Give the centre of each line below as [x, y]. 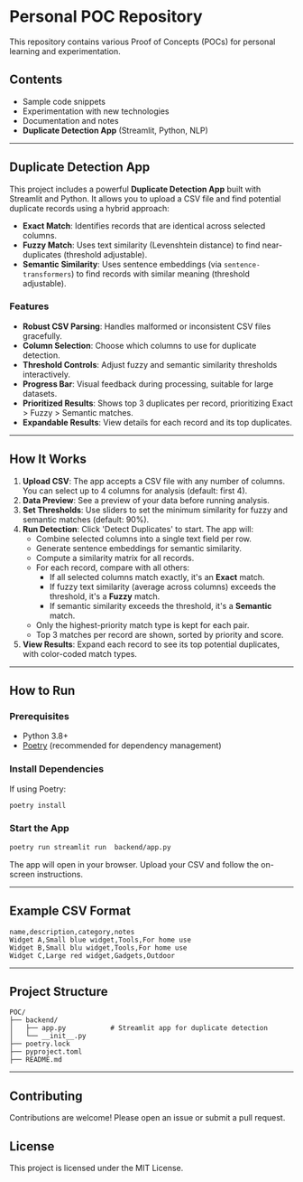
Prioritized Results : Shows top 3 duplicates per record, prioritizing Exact [157, 403]
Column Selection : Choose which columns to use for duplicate [139, 345]
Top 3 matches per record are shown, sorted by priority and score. [160, 634]
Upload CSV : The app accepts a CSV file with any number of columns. [154, 481]
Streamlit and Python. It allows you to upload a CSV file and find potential [145, 198]
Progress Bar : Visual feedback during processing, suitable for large [147, 384]
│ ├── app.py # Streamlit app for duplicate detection [139, 1028]
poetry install [38, 805]
